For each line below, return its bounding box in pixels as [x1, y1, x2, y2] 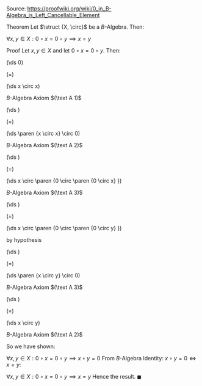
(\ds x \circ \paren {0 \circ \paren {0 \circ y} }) [6, 225, 122, 232]
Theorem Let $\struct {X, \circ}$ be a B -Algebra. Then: [6, 23, 145, 31]
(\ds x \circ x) [6, 82, 40, 90]
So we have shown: [6, 343, 56, 350]
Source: [6, 5, 26, 12]
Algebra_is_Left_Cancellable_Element [6, 12, 100, 19]
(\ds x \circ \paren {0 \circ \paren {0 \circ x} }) [6, 177, 122, 184]
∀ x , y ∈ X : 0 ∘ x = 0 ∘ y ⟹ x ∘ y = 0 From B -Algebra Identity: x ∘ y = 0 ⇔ [6, 355, 197, 362]
